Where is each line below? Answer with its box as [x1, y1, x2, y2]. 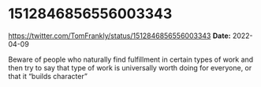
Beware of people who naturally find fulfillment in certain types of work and [8, 55, 254, 64]
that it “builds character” [8, 71, 88, 81]
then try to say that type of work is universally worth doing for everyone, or [8, 62, 252, 72]
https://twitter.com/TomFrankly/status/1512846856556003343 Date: [8, 31, 231, 40]
